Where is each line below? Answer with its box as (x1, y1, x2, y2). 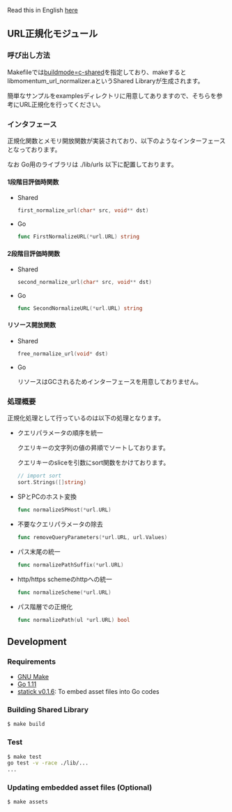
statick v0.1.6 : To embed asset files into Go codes (17, 688, 160, 696)
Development (7, 636, 68, 648)
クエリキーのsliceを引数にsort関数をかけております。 (17, 458, 170, 467)
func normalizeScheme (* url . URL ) (17, 589, 111, 596)
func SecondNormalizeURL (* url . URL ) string (17, 305, 143, 312)
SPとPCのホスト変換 (17, 492, 77, 501)
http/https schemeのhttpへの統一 (17, 575, 113, 583)
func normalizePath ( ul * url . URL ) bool (17, 616, 130, 623)
